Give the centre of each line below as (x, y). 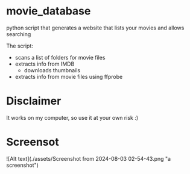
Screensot (33, 142)
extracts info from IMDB (45, 64)
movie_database (49, 11)
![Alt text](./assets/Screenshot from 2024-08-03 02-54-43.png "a (88, 158)
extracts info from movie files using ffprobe (69, 76)
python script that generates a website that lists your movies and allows (95, 28)
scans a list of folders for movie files (60, 57)
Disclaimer (34, 101)
